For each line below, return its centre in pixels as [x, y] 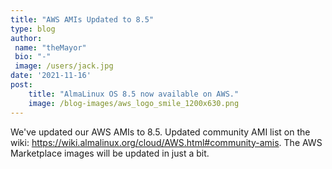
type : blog [33, 29]
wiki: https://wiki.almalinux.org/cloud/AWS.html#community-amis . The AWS [166, 142]
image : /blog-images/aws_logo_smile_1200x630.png [134, 103]
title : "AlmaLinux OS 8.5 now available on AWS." [134, 94]
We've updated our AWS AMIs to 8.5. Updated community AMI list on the [160, 132]
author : [26, 38]
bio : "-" [33, 57]
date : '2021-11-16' [51, 76]
